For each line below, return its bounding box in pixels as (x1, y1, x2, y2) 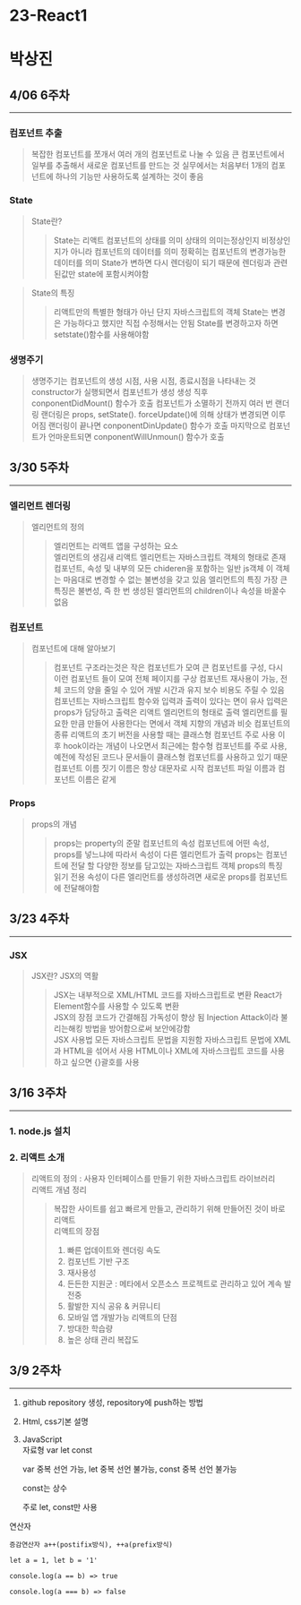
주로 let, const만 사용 (21, 1501, 98, 1512)
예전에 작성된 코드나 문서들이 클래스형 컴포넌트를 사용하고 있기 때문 (53, 751, 288, 762)
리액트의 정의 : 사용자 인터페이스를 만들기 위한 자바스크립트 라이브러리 (30, 1172, 276, 1183)
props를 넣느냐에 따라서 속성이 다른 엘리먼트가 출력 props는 (53, 848, 264, 860)
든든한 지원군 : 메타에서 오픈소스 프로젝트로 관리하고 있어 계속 (66, 1278, 282, 1289)
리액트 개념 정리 (30, 1184, 87, 1195)
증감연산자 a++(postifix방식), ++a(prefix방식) (9, 1540, 173, 1549)
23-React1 (9, 5, 88, 26)
